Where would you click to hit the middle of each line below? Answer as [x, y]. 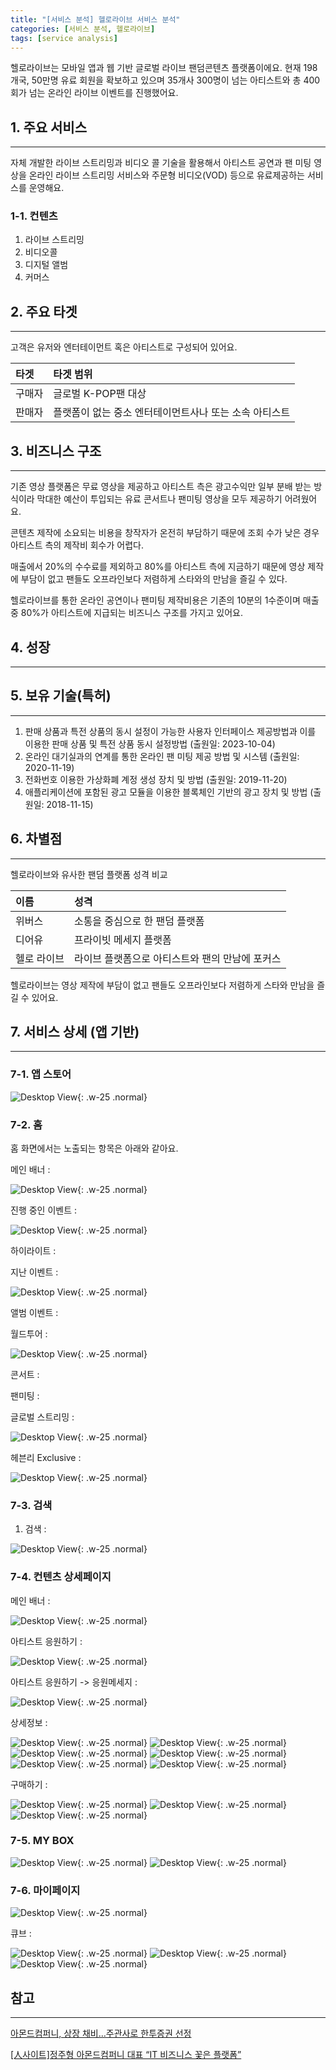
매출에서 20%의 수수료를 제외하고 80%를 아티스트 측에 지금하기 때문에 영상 [158, 567]
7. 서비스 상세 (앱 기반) [75, 1031]
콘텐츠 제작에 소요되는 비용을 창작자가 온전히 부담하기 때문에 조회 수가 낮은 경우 [165, 533]
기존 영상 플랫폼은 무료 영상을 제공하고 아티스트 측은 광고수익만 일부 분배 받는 [161, 487]
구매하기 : [29, 1784]
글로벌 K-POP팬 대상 [100, 394]
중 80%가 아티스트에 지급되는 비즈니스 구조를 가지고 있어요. [126, 613]
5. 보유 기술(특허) [61, 696]
